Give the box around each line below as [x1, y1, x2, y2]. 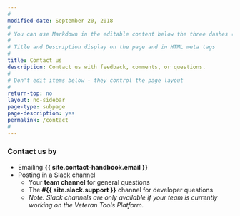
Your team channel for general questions [28, 178, 150, 186]
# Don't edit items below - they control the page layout [7, 76, 184, 84]
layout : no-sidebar [7, 97, 66, 104]
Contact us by [7, 147, 57, 157]
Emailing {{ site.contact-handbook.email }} [17, 163, 149, 171]
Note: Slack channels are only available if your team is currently [28, 193, 218, 202]
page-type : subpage [7, 103, 66, 110]
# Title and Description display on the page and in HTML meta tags [7, 43, 216, 51]
